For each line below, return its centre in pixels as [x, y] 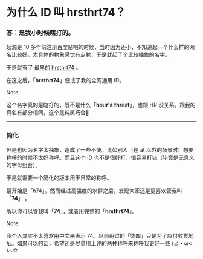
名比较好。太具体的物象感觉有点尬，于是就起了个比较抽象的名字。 [88, 54]
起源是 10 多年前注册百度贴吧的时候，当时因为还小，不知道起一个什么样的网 [101, 47]
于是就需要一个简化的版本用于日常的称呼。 [59, 178]
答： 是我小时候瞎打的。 [40, 33]
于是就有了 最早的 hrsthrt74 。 [44, 68]
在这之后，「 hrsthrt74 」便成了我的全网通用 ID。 [66, 80]
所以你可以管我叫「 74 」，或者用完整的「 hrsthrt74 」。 [72, 211]
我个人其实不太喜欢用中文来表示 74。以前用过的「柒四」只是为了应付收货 [98, 235]
